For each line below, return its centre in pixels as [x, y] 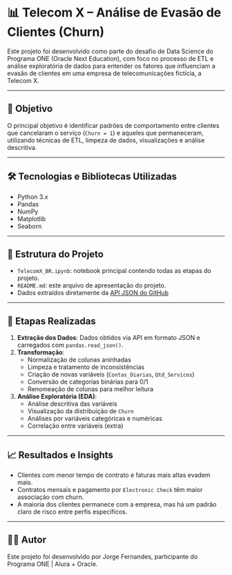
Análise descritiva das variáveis [72, 404]
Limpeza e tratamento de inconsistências [86, 367]
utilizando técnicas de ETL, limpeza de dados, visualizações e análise [106, 140]
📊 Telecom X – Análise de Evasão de [114, 13]
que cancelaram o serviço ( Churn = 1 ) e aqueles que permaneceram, [105, 133]
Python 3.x [32, 196]
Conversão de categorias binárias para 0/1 [88, 382]
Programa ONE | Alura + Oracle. [52, 564]
